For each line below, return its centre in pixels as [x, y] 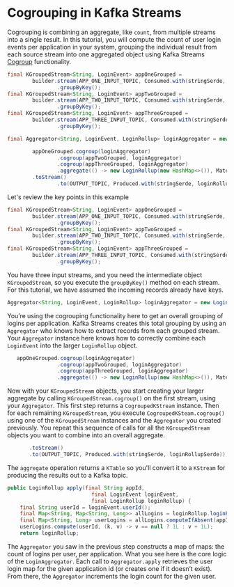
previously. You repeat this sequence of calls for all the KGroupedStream [109, 428]
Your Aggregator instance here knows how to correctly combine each [107, 338]
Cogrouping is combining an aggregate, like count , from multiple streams [111, 32]
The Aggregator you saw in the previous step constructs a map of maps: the [116, 546]
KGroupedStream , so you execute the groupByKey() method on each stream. [114, 282]
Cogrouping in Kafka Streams [94, 13]
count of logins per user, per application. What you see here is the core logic [117, 554]
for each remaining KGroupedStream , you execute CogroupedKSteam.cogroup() [116, 413]
